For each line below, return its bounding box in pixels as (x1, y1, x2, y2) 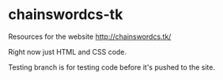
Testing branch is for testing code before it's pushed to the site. (8, 62, 216, 72)
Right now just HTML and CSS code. (8, 47, 127, 56)
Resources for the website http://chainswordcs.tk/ (8, 32, 172, 41)
